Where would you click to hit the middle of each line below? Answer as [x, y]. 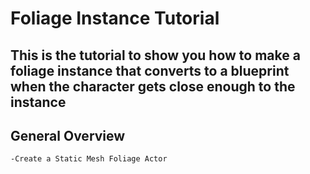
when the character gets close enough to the [153, 86]
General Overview [68, 135]
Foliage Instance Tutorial [115, 18]
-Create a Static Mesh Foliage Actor [89, 159]
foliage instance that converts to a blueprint [150, 70]
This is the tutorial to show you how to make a [155, 55]
